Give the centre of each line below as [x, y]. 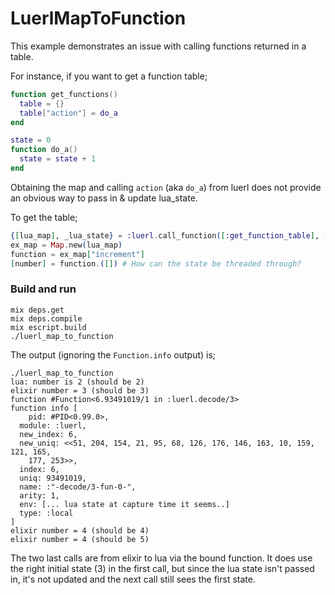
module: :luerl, [53, 425]
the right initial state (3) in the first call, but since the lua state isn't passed [162, 568]
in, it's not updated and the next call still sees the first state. [133, 579]
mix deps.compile [46, 318]
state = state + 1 [58, 159]
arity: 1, [39, 495]
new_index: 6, [48, 434]
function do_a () [44, 150]
